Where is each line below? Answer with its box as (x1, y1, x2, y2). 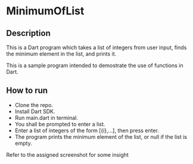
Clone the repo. (14, 101, 54, 108)
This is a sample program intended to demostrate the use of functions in (6, 62, 183, 69)
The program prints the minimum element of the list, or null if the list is (14, 133, 188, 140)
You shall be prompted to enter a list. (14, 120, 105, 127)
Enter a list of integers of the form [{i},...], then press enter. (14, 127, 160, 134)
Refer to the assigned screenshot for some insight (6, 151, 129, 158)
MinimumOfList (6, 4, 85, 18)
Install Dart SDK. (14, 108, 55, 115)
